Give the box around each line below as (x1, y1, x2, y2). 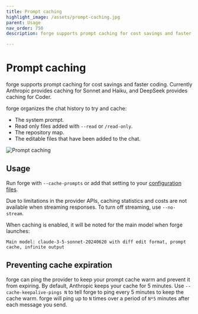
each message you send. (6, 301, 67, 308)
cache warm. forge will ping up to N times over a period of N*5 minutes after (6, 294, 190, 302)
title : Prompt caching (6, 8, 62, 15)
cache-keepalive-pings (6, 289, 62, 296)
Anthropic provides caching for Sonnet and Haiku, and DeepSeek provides (6, 87, 188, 95)
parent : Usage (6, 20, 41, 25)
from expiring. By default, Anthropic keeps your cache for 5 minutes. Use (6, 282, 184, 289)
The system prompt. (14, 116, 64, 124)
